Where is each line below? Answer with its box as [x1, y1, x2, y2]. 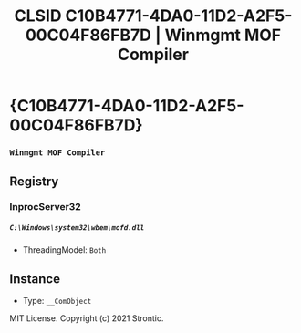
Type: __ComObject [22, 296, 92, 307]
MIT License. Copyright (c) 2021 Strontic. [9, 313, 164, 324]
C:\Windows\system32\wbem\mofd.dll [9, 224, 145, 233]
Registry [9, 173, 59, 189]
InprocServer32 [9, 201, 82, 213]
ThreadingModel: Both [22, 245, 107, 255]
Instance [9, 271, 61, 286]
